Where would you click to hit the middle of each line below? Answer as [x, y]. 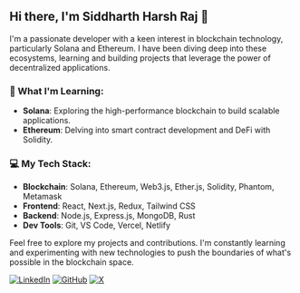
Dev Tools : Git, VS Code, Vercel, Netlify [96, 225]
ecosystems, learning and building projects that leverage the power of [140, 58]
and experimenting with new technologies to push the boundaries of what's [150, 253]
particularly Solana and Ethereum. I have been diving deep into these [138, 48]
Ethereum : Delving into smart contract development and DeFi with [146, 130]
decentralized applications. [60, 67]
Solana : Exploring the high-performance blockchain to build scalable [151, 111]
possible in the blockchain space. [72, 262]
